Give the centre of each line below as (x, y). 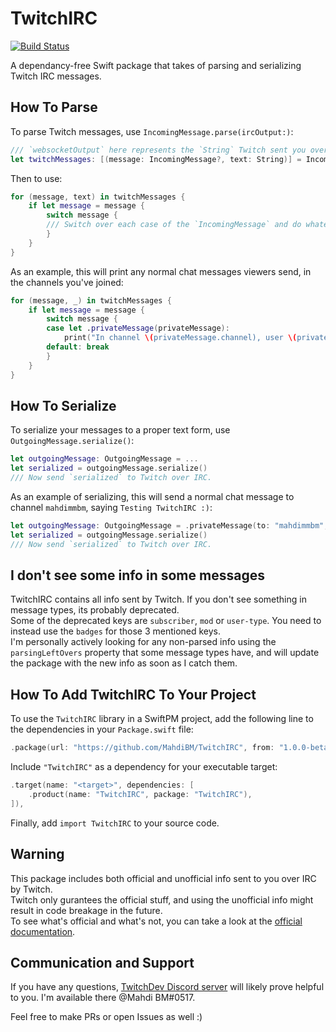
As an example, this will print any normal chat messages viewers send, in (161, 271)
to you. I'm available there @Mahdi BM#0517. (103, 998)
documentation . (43, 931)
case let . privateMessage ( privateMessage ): (138, 328)
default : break (78, 347)
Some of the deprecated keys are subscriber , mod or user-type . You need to (166, 621)
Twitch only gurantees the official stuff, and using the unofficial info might (162, 899)
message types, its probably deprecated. (95, 610)
